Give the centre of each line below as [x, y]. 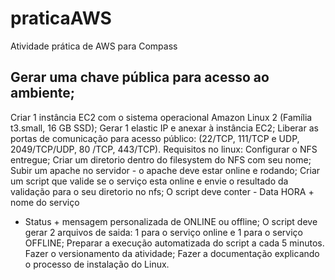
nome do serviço [45, 202]
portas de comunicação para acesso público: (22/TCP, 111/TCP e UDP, [155, 138]
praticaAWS [61, 18]
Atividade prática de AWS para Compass [94, 46]
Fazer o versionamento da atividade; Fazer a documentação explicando [172, 253]
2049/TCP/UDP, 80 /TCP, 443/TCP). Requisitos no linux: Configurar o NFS [164, 149]
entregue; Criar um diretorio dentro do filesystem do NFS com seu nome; [161, 159]
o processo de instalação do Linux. [97, 264]
